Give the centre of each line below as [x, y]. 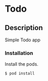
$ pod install [20, 74]
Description [24, 28]
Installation [19, 53]
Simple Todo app [22, 40]
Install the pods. [22, 64]
